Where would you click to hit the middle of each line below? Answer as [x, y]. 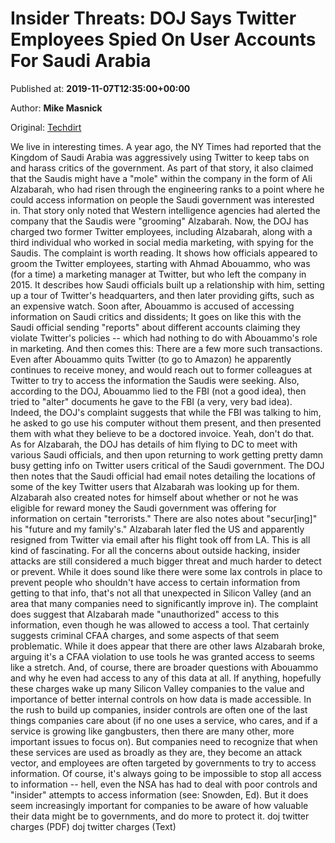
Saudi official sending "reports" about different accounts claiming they [155, 327]
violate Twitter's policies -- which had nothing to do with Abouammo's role [164, 338]
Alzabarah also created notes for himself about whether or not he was [154, 497]
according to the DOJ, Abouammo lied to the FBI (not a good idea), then [158, 391]
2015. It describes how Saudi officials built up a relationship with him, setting [167, 284]
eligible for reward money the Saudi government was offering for [143, 508]
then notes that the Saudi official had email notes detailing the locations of [163, 476]
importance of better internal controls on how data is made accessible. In [161, 699]
